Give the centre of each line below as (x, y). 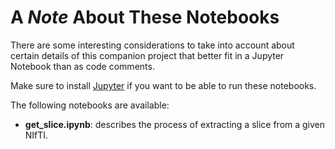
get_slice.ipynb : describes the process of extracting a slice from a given (175, 124)
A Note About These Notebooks (145, 17)
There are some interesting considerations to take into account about (152, 45)
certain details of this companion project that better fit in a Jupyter (147, 55)
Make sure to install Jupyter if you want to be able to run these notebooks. (163, 85)
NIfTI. (36, 135)
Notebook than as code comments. (82, 66)
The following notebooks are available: (90, 105)
